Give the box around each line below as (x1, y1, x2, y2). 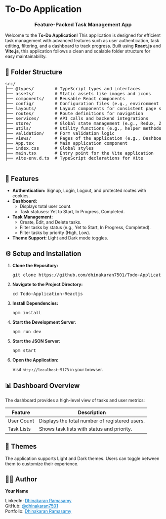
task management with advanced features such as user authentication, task (5, 38, 160, 44)
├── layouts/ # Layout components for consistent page (5, 106, 157, 112)
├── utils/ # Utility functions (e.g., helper (5, 125, 141, 131)
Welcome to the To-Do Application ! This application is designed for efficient (5, 32, 161, 38)
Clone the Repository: (12, 262, 58, 268)
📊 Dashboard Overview (5, 382, 80, 390)
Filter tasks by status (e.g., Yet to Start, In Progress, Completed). (19, 225, 151, 231)
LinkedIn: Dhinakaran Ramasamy (5, 498, 72, 504)
